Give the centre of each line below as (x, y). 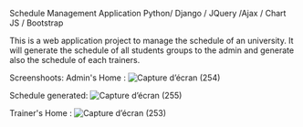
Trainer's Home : (41, 113)
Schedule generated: (49, 95)
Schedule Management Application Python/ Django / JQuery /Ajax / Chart (148, 13)
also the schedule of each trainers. (75, 60)
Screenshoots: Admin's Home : (68, 78)
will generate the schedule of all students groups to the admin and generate (152, 50)
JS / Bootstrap (37, 23)
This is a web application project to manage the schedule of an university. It (151, 41)
